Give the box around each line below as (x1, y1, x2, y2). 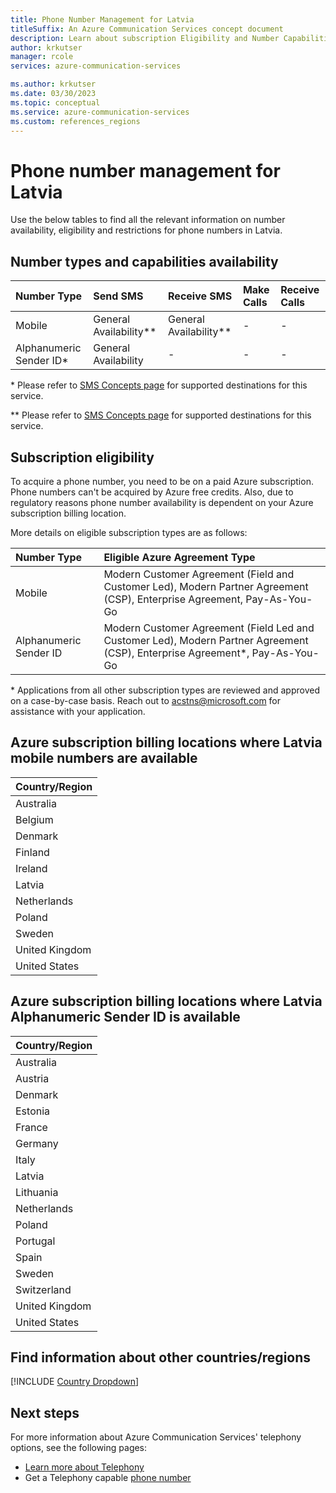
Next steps (10, 1404, 80, 1421)
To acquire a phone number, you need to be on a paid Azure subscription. (10, 475, 314, 487)
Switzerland (15, 1282, 72, 1296)
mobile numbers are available (10, 750, 198, 767)
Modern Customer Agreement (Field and (103, 567, 295, 581)
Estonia (15, 1104, 51, 1118)
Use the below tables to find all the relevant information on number (10, 214, 286, 226)
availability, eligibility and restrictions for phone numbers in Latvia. (10, 224, 283, 236)
